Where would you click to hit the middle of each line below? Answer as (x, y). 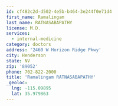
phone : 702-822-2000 (32, 72)
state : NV (18, 61)
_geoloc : (17, 83)
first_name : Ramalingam (35, 17)
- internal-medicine (37, 39)
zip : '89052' (22, 66)
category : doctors (29, 45)
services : (18, 34)
